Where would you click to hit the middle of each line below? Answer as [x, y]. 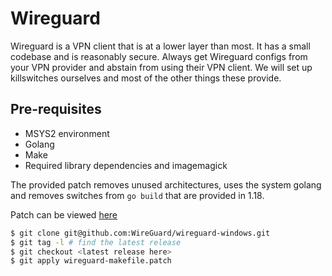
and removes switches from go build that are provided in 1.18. [137, 195]
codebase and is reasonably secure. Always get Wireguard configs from [159, 56]
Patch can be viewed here [64, 214]
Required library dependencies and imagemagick [126, 165]
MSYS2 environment [67, 133]
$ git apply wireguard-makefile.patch [91, 261]
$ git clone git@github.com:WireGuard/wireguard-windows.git [140, 233]
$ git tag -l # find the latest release [96, 242]
